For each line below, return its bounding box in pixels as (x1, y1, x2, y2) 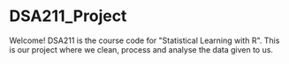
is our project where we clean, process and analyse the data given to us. (9, 44, 274, 54)
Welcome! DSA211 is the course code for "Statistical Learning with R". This (9, 35, 280, 46)
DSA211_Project (9, 6, 127, 26)
